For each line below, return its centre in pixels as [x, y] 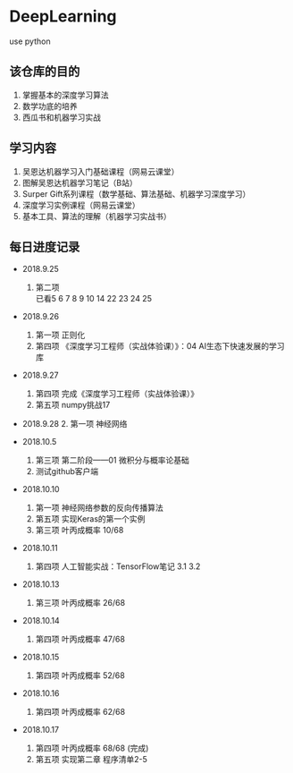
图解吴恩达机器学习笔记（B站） [80, 183]
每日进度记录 [45, 246]
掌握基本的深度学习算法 [65, 95]
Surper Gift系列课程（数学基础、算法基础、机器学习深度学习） [136, 193]
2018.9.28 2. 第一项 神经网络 [75, 424]
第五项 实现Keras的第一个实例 [90, 519]
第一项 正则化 [60, 335]
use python [30, 41]
